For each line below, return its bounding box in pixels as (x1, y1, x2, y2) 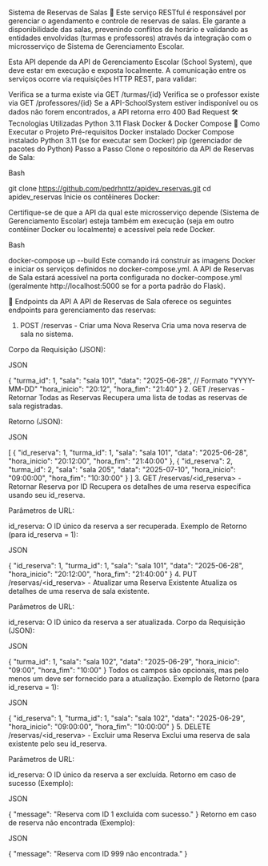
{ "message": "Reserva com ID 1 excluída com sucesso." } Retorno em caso (8, 809, 258, 819)
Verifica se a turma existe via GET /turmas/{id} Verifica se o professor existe (8, 90, 260, 99)
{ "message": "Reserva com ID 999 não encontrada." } (8, 849, 188, 858)
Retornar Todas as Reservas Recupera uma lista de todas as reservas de (8, 393, 248, 402)
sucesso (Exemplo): (8, 779, 74, 788)
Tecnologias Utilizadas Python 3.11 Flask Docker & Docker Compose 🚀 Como (8, 118, 260, 128)
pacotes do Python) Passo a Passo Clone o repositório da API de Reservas (8, 144, 254, 154)
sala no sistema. (19, 329, 74, 339)
